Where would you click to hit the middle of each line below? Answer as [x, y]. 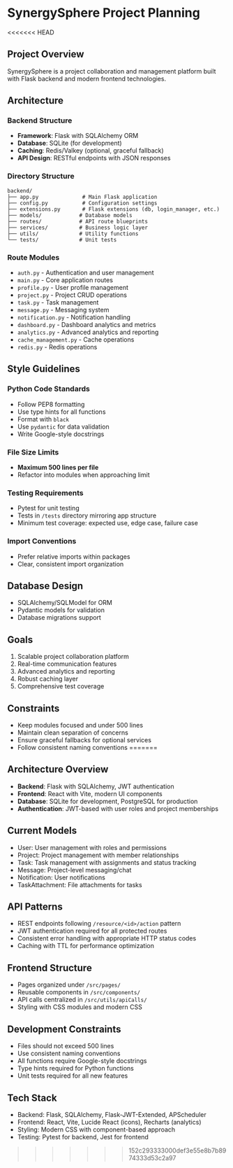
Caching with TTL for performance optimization [86, 946]
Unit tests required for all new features [73, 1076]
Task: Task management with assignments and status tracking [107, 862]
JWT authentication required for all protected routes [92, 931]
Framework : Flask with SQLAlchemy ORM [78, 136]
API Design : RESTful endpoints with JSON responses [94, 158]
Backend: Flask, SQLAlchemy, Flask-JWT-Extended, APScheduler [112, 1114]
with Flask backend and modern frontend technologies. [87, 78]
